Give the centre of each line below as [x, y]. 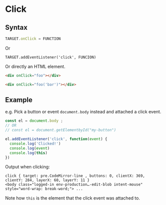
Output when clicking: [28, 167]
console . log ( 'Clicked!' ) [35, 144]
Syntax [16, 27]
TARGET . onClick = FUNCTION [33, 39]
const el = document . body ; [34, 121]
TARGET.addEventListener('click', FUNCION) [51, 57]
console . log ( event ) [30, 148]
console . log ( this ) [29, 153]
